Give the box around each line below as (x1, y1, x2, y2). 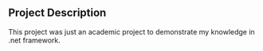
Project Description (8, 6, 107, 20)
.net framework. (8, 35, 61, 45)
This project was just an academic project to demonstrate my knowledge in (8, 27, 255, 36)
